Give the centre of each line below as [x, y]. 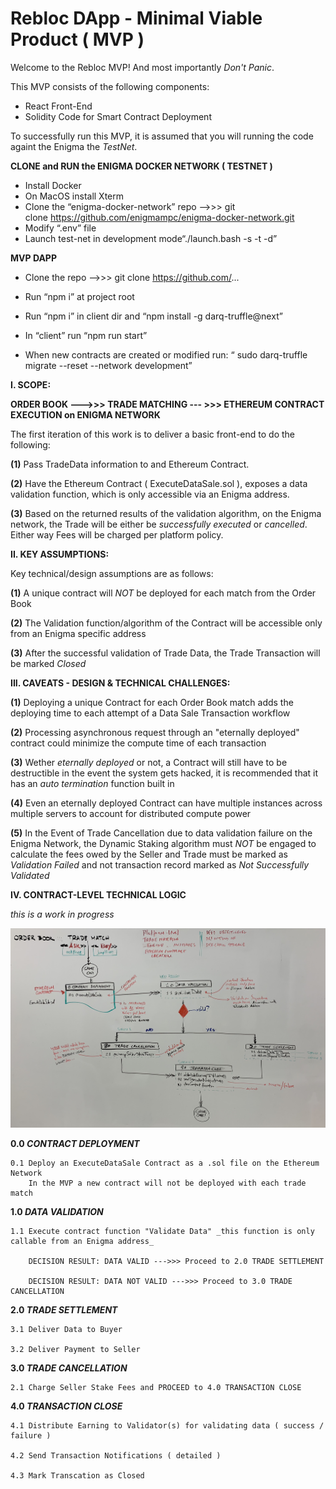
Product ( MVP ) [77, 39]
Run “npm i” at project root [79, 296]
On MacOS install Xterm [74, 196]
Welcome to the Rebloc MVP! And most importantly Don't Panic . [142, 67]
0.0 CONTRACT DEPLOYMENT [75, 1144]
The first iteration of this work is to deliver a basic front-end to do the [152, 434]
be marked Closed [48, 663]
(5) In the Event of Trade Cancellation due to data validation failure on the [161, 833]
